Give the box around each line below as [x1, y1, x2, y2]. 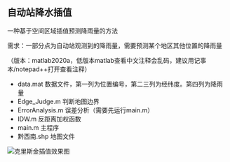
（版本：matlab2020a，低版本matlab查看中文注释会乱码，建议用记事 [7, 56, 207, 64]
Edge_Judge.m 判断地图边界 [17, 97, 100, 105]
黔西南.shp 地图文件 [17, 132, 76, 140]
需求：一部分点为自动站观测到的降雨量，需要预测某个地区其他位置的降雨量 [7, 41, 222, 50]
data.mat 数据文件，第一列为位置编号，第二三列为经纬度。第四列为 [17, 80, 211, 88]
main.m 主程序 [17, 123, 60, 131]
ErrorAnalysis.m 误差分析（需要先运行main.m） [17, 105, 154, 114]
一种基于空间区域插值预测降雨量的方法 [7, 27, 118, 35]
